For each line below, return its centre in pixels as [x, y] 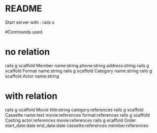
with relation [31, 96]
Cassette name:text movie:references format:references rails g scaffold [78, 115]
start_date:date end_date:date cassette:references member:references [77, 125]
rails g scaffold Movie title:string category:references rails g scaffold [74, 110]
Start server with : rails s [30, 22]
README [24, 9]
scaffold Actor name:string [32, 76]
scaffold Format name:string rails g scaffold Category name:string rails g [79, 71]
